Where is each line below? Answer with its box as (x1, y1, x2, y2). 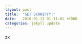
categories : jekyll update (5, 21, 60, 26)
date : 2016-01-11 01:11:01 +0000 (5, 16, 78, 21)
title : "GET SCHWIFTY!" (5, 12, 56, 17)
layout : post (5, 7, 32, 12)
